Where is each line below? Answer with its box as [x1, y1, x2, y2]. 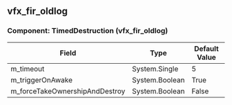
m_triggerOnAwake [10, 75, 73, 84]
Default [194, 44, 219, 54]
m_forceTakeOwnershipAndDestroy [10, 86, 126, 95]
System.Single [132, 64, 179, 73]
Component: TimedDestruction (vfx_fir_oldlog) [7, 26, 168, 36]
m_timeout [10, 64, 45, 73]
